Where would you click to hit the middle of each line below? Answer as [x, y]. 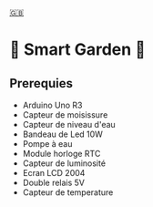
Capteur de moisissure [65, 115]
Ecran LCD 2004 [54, 173]
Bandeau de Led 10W [62, 134]
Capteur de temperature [68, 192]
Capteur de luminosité [64, 163]
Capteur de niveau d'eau [69, 124]
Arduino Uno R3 [53, 105]
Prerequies [41, 83]
